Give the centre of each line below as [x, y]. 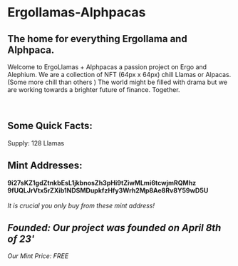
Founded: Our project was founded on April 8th [114, 228]
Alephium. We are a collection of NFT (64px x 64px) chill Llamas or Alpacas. [119, 75]
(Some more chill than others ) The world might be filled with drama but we [118, 82]
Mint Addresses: [45, 166]
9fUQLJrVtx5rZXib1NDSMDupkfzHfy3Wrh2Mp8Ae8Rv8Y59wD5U [108, 190]
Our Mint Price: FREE [38, 256]
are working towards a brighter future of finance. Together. [94, 89]
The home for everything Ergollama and [97, 39]
